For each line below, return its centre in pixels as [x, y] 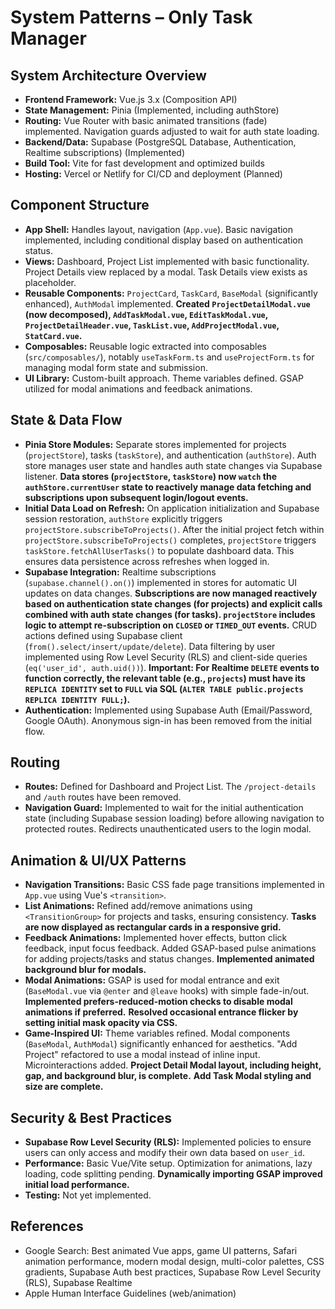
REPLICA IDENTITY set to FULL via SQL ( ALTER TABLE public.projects [164, 688]
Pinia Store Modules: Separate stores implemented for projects [155, 444]
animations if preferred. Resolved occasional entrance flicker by [161, 1012]
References [47, 1226]
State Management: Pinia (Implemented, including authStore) [152, 110]
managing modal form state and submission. [116, 367]
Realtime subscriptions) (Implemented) [104, 152]
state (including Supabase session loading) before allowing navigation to [174, 818]
